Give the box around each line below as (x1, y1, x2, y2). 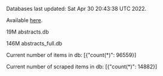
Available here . (6, 17, 43, 23)
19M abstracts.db (6, 28, 49, 35)
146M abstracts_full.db (6, 40, 63, 47)
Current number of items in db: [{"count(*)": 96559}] (6, 51, 137, 59)
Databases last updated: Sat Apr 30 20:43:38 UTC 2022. (6, 5, 147, 12)
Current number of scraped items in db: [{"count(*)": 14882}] (6, 63, 158, 70)
